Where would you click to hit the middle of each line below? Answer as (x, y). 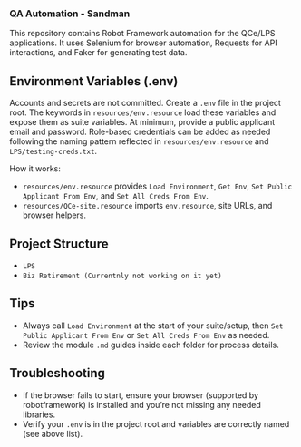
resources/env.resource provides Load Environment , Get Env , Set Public (157, 186)
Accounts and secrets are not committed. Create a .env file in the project (145, 103)
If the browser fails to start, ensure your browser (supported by (141, 395)
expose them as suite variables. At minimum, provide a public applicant (142, 122)
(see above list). (53, 433)
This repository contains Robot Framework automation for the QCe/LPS (142, 34)
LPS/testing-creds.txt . (53, 151)
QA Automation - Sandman (70, 14)
